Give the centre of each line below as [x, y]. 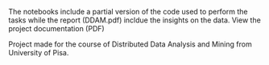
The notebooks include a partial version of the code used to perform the [128, 12]
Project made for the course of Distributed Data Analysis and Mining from [130, 44]
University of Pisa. [39, 53]
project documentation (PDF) [56, 28]
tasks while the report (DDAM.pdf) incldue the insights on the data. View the [135, 20]
